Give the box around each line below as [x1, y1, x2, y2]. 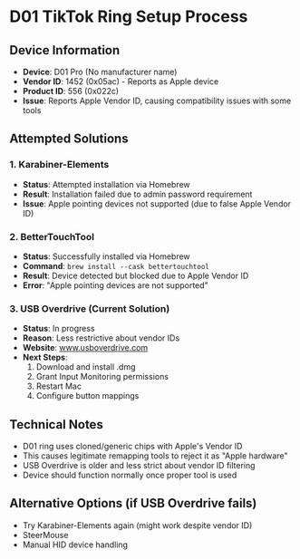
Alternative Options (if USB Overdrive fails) [9, 496, 257, 511]
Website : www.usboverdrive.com [22, 342, 149, 353]
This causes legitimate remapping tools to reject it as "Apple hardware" [22, 450, 288, 461]
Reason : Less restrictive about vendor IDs [22, 333, 180, 343]
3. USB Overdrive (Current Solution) [9, 302, 170, 314]
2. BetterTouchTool [9, 230, 95, 243]
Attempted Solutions [9, 131, 129, 147]
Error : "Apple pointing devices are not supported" [22, 279, 208, 291]
